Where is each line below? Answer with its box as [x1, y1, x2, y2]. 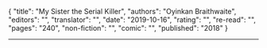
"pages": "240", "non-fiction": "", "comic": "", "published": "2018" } [8, 24, 229, 32]
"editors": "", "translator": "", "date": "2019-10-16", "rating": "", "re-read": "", [8, 15, 257, 24]
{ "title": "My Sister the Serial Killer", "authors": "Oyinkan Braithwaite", [8, 7, 237, 16]
